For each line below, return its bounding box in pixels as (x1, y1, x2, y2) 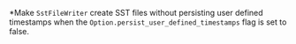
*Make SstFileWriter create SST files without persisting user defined (9, 8, 263, 18)
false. (9, 26, 29, 36)
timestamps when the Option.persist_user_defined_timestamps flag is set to (9, 17, 287, 27)
